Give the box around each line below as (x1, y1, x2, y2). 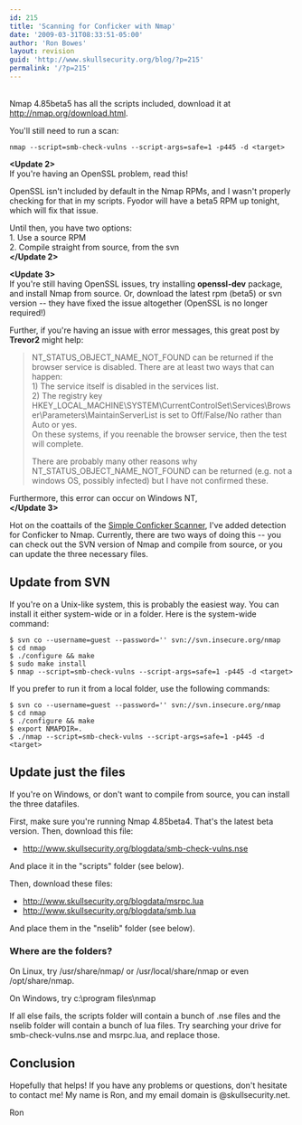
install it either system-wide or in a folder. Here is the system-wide (9, 608, 258, 619)
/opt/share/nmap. (9, 975, 75, 986)
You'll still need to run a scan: (9, 125, 119, 136)
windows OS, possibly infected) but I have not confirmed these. (31, 475, 269, 486)
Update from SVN (9, 575, 110, 591)
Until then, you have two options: (9, 222, 133, 233)
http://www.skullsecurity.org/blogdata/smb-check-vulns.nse (22, 843, 249, 854)
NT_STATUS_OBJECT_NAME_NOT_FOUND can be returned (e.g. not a (31, 465, 293, 476)
